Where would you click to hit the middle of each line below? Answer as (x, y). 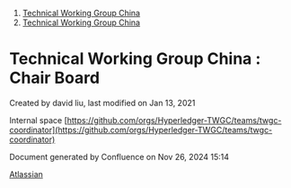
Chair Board (55, 78)
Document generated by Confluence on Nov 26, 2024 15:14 (119, 157)
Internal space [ (38, 120)
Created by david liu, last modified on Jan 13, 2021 (102, 103)
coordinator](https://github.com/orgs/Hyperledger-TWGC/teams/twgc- (141, 130)
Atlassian (26, 174)
